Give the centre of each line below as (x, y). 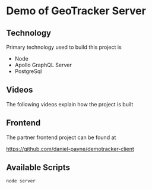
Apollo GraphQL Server (43, 65)
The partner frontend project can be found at (61, 137)
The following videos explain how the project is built (70, 104)
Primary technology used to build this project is (64, 47)
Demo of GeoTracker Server (76, 11)
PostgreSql (28, 71)
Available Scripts (38, 168)
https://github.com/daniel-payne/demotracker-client (70, 149)
